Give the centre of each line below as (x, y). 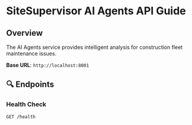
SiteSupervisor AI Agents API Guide (96, 11)
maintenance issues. (31, 54)
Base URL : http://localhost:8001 (48, 65)
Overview (25, 33)
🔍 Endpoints (30, 85)
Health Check (26, 104)
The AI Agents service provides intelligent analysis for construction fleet (95, 47)
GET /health (21, 117)
